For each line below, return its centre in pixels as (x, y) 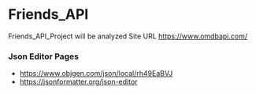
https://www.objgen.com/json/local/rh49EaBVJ (96, 74)
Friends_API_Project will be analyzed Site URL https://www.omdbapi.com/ (128, 36)
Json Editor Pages (44, 56)
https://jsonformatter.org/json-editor (78, 82)
